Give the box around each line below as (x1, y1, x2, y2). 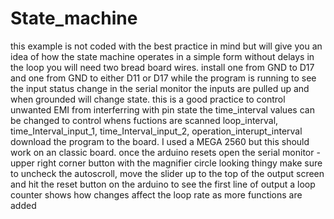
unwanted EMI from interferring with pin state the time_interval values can (10, 103, 315, 116)
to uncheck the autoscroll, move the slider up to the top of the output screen (10, 167, 325, 179)
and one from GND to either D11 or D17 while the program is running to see (10, 72, 317, 84)
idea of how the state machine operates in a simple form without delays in (10, 50, 315, 62)
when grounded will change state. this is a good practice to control (10, 93, 286, 105)
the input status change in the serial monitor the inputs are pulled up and (10, 82, 310, 94)
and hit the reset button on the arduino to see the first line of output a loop (10, 178, 316, 190)
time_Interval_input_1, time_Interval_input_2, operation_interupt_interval (10, 125, 303, 137)
